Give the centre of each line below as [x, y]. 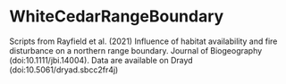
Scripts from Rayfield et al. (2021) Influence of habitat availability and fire [143, 41]
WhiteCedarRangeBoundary [117, 17]
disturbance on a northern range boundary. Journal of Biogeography [136, 50]
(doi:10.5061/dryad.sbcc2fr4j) [64, 70]
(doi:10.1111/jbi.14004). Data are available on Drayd [101, 60]
